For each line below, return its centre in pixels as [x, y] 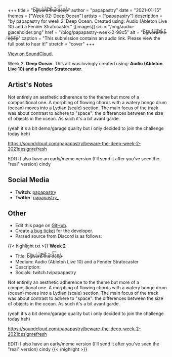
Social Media [29, 180]
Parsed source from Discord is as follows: [58, 236]
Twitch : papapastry [36, 192]
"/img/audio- [121, 27]
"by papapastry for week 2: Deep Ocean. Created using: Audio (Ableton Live [88, 21]
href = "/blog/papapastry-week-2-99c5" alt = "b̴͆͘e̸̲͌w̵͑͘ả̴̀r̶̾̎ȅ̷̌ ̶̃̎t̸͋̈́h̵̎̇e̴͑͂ [105, 32]
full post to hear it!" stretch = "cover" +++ [51, 44]
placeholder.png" [26, 32]
